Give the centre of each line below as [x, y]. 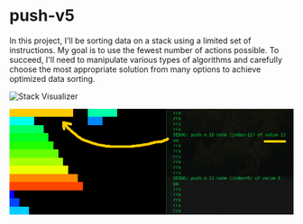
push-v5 [42, 16]
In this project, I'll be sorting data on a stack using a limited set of [130, 40]
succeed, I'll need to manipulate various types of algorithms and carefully [146, 59]
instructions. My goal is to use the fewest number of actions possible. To [144, 49]
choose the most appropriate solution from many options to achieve [135, 69]
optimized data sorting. [52, 78]
